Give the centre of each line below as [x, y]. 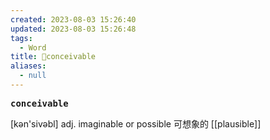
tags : [21, 38]
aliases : [28, 66]
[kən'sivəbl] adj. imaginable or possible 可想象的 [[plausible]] [136, 123]
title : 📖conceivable [53, 57]
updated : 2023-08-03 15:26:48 [73, 29]
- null [33, 76]
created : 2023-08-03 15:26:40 [73, 19]
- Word [33, 47]
